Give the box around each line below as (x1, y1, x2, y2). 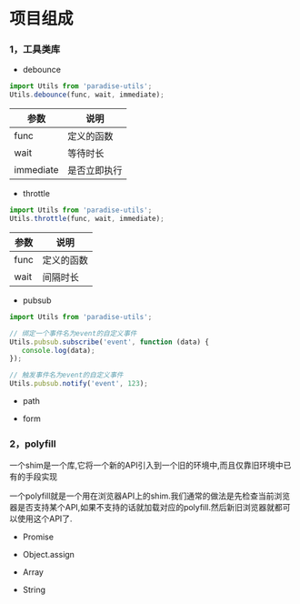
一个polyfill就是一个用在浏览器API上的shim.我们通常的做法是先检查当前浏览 (9, 490, 291, 501)
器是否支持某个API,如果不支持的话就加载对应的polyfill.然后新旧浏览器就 (9, 502, 275, 513)
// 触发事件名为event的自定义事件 (9, 370, 124, 380)
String (22, 584, 46, 596)
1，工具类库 (9, 43, 61, 55)
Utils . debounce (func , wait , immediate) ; (9, 90, 165, 100)
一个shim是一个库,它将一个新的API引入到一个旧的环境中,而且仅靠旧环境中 (9, 460, 284, 471)
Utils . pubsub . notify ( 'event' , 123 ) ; (9, 379, 148, 388)
